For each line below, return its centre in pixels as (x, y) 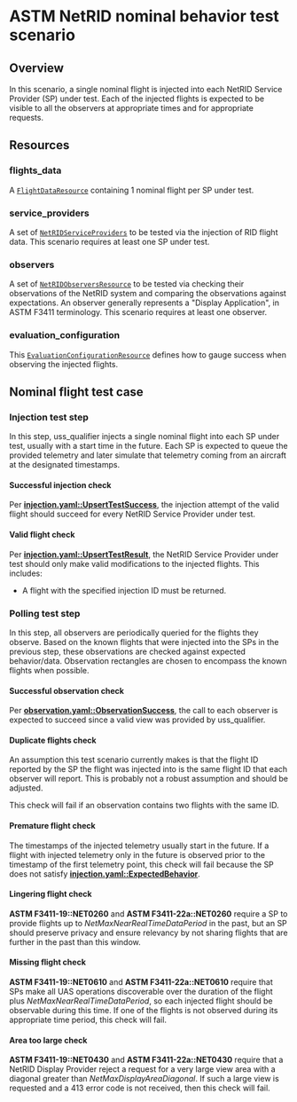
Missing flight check (48, 962)
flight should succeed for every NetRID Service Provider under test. (132, 514)
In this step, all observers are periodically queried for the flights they (134, 633)
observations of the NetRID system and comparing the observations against (148, 294)
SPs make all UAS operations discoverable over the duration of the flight (141, 991)
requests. (27, 118)
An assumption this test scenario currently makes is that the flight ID (134, 760)
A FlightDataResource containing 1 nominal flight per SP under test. (132, 190)
